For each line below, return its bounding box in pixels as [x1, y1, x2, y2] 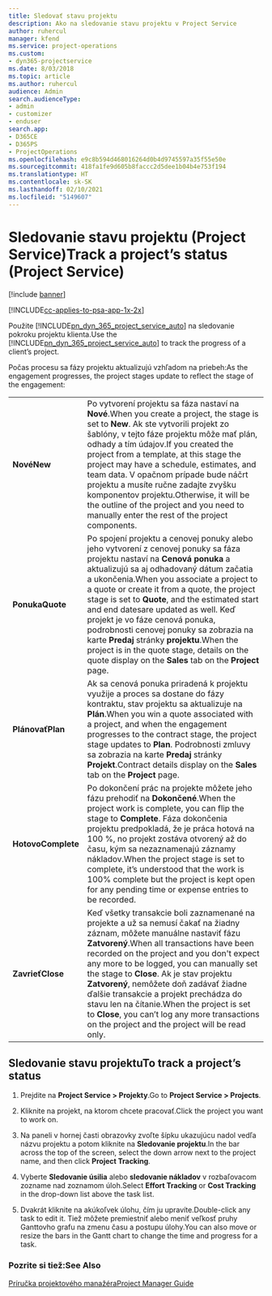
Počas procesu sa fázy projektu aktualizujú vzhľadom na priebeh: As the [8, 362, 249, 372]
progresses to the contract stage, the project [87, 728, 257, 739]
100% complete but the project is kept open [87, 873, 256, 885]
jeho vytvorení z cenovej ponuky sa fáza [87, 543, 240, 554]
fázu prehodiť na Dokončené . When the [87, 792, 236, 803]
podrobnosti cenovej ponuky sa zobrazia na [87, 624, 253, 635]
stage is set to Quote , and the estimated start [87, 593, 259, 605]
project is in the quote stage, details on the [87, 644, 249, 656]
